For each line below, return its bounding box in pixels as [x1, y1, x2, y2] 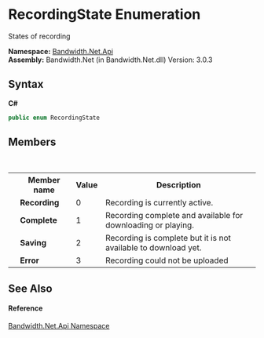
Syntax [8, 78, 44, 91]
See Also [8, 282, 53, 295]
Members [8, 136, 57, 149]
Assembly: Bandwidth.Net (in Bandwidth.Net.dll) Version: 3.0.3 [8, 55, 213, 64]
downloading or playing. [104, 220, 195, 231]
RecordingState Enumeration [8, 5, 201, 24]
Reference [8, 303, 43, 313]
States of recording [8, 31, 71, 41]
